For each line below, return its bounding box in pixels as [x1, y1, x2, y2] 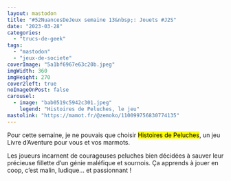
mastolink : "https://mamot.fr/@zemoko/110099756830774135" [7, 112, 180, 119]
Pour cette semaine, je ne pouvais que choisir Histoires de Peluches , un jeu [7, 131, 221, 139]
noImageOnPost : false [7, 86, 69, 93]
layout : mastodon [7, 10, 57, 17]
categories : [7, 29, 41, 36]
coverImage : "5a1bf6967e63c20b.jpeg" [7, 61, 115, 68]
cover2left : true [7, 80, 57, 87]
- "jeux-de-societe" [13, 55, 72, 62]
